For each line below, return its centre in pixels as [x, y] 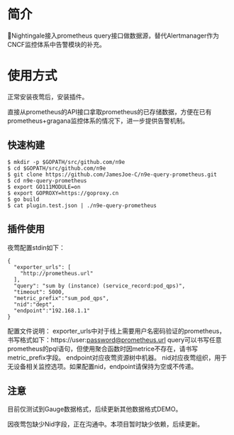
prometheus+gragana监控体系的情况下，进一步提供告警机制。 [98, 121]
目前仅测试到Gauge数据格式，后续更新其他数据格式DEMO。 [95, 409]
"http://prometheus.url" [57, 273]
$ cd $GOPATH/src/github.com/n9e [57, 168]
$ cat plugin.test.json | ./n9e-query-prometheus [82, 205]
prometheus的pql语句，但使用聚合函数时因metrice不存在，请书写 [103, 348]
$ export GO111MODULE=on [44, 187]
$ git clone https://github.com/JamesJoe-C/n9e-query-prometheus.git [112, 175]
